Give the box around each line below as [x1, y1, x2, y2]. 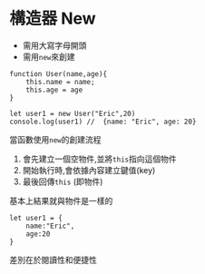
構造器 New [9, 8, 97, 29]
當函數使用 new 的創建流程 [9, 133, 102, 145]
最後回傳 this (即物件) [22, 176, 103, 187]
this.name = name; [25, 77, 95, 86]
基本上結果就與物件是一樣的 [9, 195, 113, 206]
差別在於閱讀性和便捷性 [9, 254, 97, 265]
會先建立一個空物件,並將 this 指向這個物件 [22, 153, 177, 164]
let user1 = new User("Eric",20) [9, 109, 136, 118]
